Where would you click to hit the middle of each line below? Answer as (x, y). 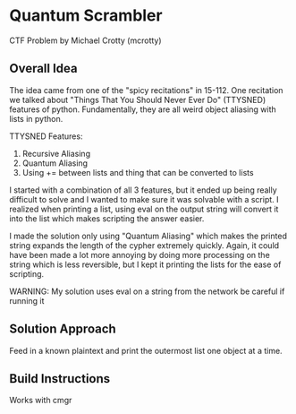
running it (27, 300)
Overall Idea (43, 69)
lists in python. (36, 118)
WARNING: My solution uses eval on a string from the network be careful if (147, 291)
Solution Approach (63, 329)
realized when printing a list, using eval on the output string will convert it (144, 209)
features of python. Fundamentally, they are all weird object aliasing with (143, 109)
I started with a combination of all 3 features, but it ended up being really (143, 190)
